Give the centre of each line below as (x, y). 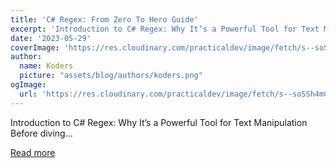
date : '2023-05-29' (51, 38)
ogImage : (28, 85)
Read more (33, 152)
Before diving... (41, 133)
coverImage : (35, 47)
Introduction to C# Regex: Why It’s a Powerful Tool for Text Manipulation (159, 122)
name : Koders (46, 66)
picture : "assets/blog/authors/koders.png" (111, 76)
